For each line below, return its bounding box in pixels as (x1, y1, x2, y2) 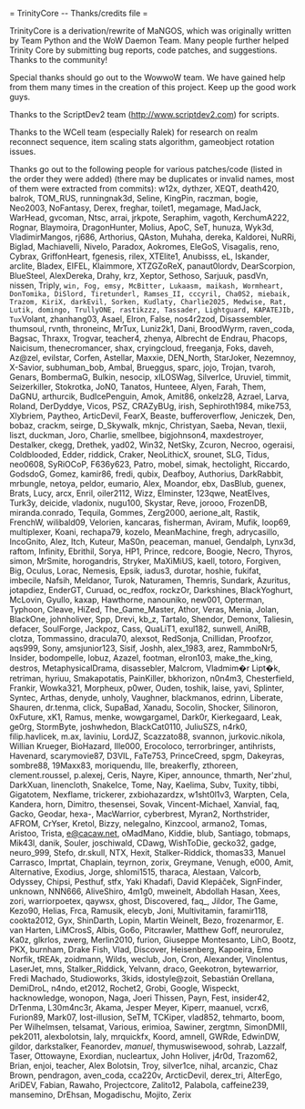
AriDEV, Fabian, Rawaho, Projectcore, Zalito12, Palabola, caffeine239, (9, 1080, 269, 1090)
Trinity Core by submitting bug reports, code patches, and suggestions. (9, 45, 278, 56)
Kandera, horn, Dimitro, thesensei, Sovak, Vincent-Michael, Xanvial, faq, (9, 799, 280, 809)
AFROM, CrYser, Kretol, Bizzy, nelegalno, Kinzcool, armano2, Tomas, (9, 818, 268, 828)
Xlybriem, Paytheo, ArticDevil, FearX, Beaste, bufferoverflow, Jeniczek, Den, (9, 410, 296, 421)
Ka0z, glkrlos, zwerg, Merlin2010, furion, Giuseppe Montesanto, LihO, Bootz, (9, 934, 297, 945)
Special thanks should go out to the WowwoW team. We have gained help (9, 72, 286, 83)
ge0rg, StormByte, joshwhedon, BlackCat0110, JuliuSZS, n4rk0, (9, 722, 248, 732)
